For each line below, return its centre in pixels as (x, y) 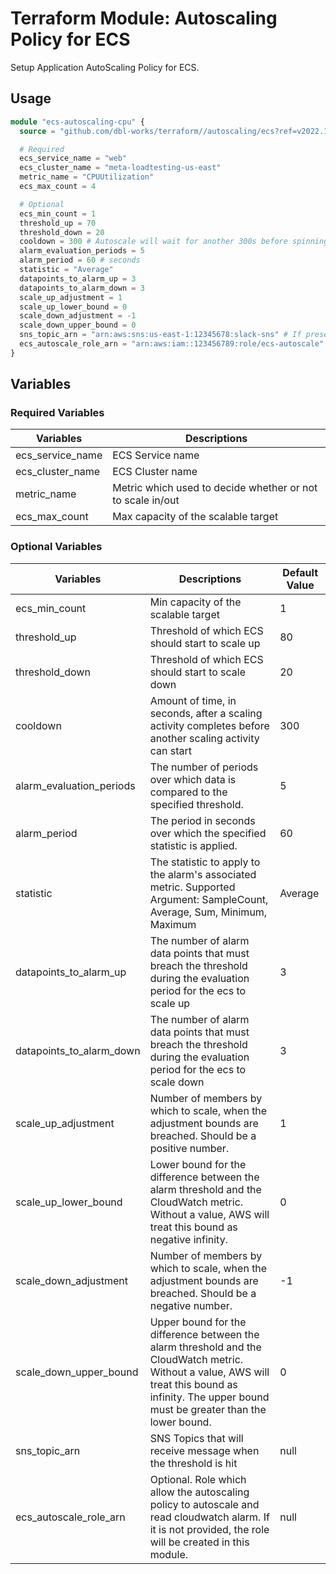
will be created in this (199, 1542)
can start (170, 750)
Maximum (173, 924)
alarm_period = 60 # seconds (80, 260)
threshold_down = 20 (62, 232)
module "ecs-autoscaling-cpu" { (77, 122)
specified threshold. (196, 804)
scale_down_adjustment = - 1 (78, 316)
